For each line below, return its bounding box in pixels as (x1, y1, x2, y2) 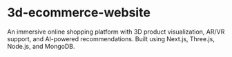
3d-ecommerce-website (7, 5, 151, 21)
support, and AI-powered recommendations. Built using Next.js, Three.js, (7, 34, 215, 43)
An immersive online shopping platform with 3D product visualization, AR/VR (7, 27, 225, 36)
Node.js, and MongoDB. (7, 42, 75, 50)
